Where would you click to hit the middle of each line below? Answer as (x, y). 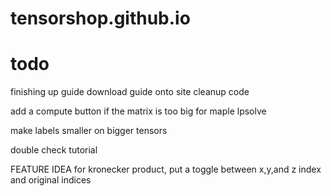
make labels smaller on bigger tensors (89, 131)
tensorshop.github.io (100, 18)
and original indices (51, 180)
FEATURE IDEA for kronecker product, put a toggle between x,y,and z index (166, 169)
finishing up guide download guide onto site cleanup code (130, 92)
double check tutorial (54, 150)
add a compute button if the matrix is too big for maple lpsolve (138, 111)
